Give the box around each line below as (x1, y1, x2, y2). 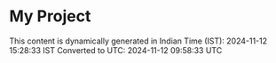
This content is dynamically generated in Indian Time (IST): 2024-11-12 (9, 35, 268, 46)
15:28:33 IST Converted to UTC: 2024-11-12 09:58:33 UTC (9, 44, 223, 55)
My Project (9, 6, 91, 27)
